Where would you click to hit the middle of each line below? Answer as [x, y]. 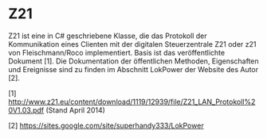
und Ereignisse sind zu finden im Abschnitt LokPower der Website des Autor [133, 69]
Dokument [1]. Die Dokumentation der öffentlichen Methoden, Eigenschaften [133, 61]
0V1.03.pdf [26, 110]
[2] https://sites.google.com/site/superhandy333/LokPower [106, 125]
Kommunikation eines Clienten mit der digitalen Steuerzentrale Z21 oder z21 [132, 44]
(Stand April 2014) [76, 110]
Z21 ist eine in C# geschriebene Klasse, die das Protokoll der [108, 36]
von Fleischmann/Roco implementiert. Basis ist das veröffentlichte [117, 52]
